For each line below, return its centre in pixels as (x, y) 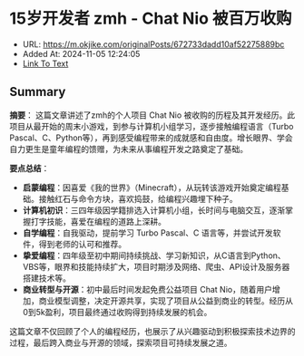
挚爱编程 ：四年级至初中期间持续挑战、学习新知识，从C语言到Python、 (154, 255)
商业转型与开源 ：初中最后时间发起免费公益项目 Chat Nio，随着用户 (147, 289)
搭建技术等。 (46, 278)
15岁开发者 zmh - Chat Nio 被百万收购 (151, 19)
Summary (38, 92)
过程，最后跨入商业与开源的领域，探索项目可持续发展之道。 (121, 342)
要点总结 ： (29, 168)
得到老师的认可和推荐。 (83, 244)
